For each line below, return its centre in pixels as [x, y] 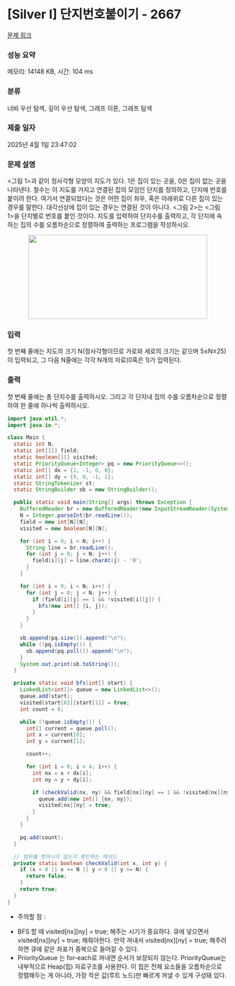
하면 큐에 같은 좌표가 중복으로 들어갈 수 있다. [78, 949]
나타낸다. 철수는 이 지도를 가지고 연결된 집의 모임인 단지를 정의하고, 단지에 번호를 [117, 190]
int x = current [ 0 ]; [56, 735]
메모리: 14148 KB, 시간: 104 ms [50, 71]
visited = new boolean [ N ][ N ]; [64, 528]
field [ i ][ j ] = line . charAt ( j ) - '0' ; [87, 561]
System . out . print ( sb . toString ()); [70, 664]
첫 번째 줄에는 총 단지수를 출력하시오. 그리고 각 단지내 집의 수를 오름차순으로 [111, 396]
